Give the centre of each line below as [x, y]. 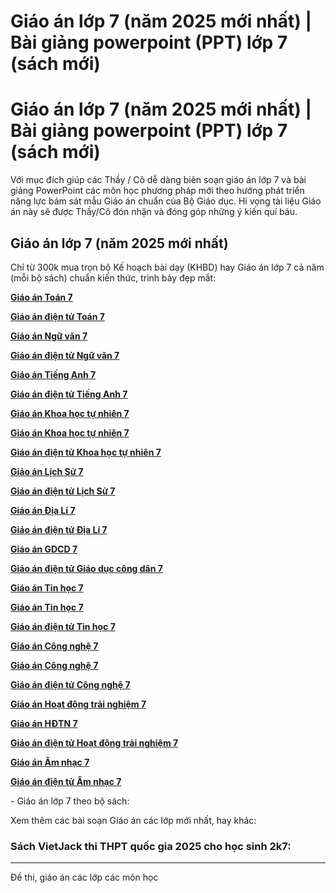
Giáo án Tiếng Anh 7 [53, 374]
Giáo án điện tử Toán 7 [57, 316]
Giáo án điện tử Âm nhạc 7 [66, 781]
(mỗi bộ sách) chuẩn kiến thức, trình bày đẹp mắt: [113, 277]
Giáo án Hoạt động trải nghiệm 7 [78, 704]
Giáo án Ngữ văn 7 [49, 336]
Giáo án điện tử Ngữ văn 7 [65, 355]
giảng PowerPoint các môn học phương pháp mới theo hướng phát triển [157, 191]
